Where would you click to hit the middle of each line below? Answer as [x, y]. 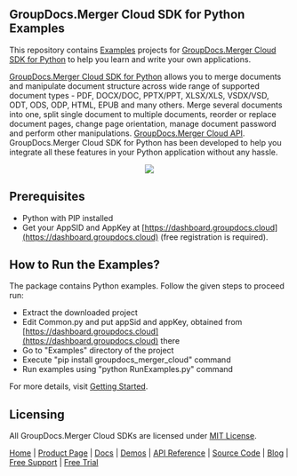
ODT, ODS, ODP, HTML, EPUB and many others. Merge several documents [146, 105]
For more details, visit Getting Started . [79, 386]
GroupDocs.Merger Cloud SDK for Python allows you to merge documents [145, 76]
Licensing [37, 414]
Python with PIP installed [68, 218]
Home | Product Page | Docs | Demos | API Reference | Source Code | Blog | [149, 453]
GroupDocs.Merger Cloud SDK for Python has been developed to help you [145, 142]
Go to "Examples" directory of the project [98, 351]
